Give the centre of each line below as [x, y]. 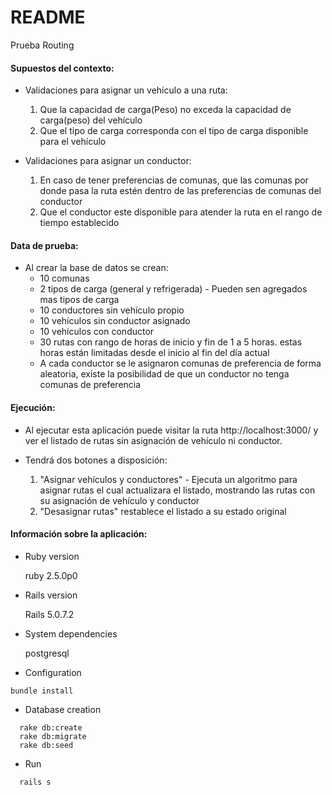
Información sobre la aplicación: [79, 534]
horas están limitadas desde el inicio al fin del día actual [154, 353]
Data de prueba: [44, 245]
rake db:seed [46, 745]
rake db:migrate [53, 736]
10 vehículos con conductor [97, 332]
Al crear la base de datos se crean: [96, 268]
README [48, 17]
